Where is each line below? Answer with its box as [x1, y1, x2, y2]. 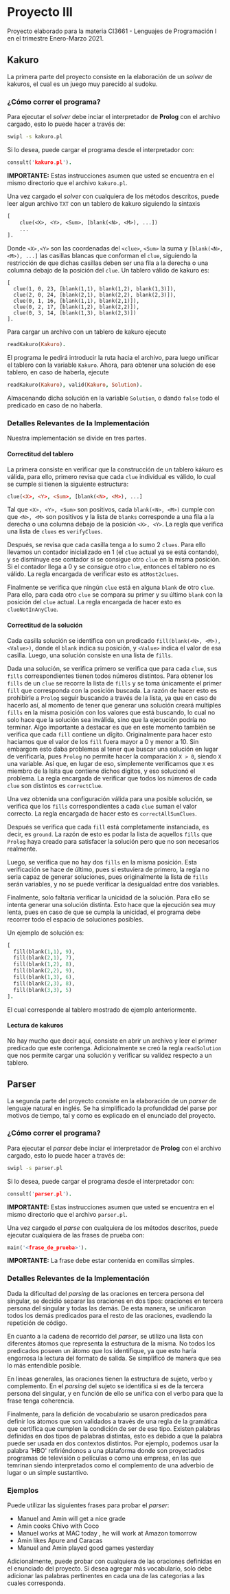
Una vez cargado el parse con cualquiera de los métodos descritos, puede [7, 1223, 218, 1232]
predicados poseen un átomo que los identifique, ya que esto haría [7, 1346, 197, 1354]
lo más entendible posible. [7, 1361, 82, 1370]
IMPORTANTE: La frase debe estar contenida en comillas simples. [7, 1257, 195, 1265]
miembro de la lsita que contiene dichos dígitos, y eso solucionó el [7, 767, 196, 775]
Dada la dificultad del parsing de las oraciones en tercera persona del [7, 1289, 205, 1297]
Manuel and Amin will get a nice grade [16, 1515, 126, 1523]
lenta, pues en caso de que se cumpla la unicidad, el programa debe [7, 908, 201, 916]
